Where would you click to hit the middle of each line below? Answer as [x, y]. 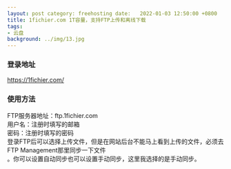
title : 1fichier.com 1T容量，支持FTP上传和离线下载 [77, 20]
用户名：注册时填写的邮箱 [43, 124]
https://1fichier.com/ [36, 80]
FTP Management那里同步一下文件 [57, 150]
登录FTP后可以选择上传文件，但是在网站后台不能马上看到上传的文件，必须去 [115, 141]
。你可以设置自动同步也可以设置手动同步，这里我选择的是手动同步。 [104, 159]
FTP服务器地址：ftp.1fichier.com [53, 115]
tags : [15, 26]
